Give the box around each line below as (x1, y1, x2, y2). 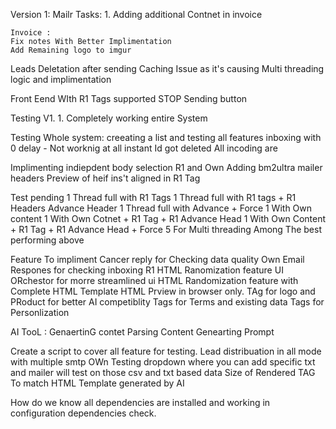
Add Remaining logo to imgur (10, 45, 132, 55)
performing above (10, 234, 85, 246)
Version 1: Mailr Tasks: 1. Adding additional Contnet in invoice (10, 9, 263, 20)
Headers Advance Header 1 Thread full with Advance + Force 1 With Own (10, 202, 313, 214)
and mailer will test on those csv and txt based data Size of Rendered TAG (10, 367, 316, 378)
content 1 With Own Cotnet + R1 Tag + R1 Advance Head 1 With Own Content (10, 213, 327, 224)
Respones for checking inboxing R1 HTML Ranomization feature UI (10, 264, 284, 276)
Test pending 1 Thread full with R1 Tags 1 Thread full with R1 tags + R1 (10, 192, 297, 203)
